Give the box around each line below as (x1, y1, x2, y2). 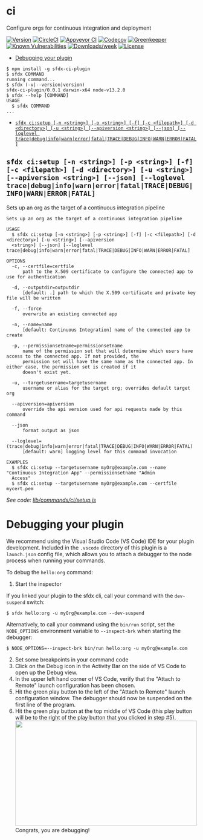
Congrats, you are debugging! (14, 826, 90, 833)
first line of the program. (14, 701, 76, 708)
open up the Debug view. (14, 669, 78, 676)
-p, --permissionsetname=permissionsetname (11, 343, 123, 349)
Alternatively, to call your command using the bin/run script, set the (6, 620, 175, 628)
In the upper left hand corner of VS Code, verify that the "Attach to (14, 675, 181, 682)
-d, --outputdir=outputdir (11, 284, 80, 290)
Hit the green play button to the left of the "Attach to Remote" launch (14, 688, 185, 695)
